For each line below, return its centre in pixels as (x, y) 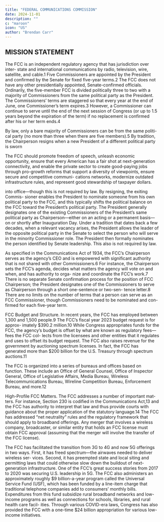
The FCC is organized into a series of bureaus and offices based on (73, 366)
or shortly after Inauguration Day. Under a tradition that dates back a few (85, 223)
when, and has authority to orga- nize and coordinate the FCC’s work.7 (77, 274)
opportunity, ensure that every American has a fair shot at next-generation (80, 161)
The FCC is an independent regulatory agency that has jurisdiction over (77, 64)
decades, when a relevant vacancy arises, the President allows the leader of (82, 228)
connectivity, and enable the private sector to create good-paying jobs (76, 166)
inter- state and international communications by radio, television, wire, (77, 69)
